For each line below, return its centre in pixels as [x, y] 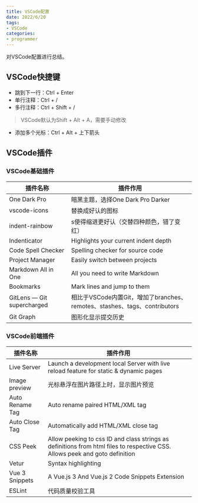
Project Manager [32, 260]
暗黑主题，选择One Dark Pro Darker [121, 199]
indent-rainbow [31, 225]
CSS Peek [23, 446]
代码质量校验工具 [72, 491]
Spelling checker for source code [117, 250]
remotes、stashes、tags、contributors [125, 306]
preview [20, 388]
